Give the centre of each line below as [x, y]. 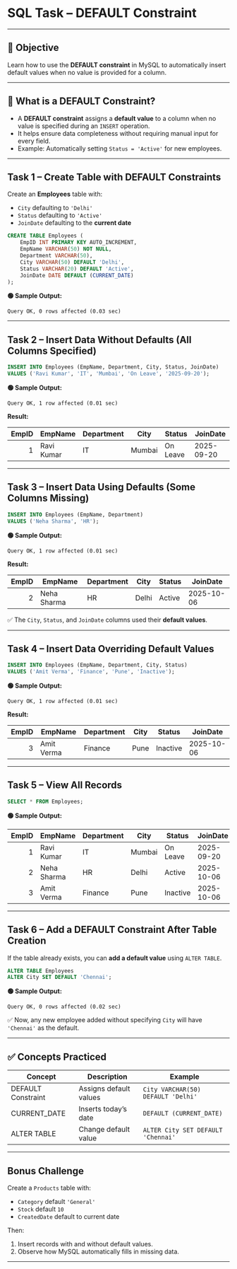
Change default [104, 1130]
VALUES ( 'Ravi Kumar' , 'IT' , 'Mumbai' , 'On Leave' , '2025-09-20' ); [109, 374]
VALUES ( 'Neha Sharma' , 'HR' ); [53, 521]
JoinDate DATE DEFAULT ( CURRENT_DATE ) [77, 275]
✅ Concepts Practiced [57, 1056]
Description [108, 1077]
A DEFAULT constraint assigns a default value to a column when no [117, 118]
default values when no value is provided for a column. [87, 72]
